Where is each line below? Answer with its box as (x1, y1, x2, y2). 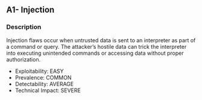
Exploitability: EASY (14, 67, 65, 75)
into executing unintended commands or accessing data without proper (6, 49, 184, 57)
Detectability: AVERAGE (14, 80, 74, 87)
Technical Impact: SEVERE (14, 87, 81, 94)
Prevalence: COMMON (14, 73, 72, 81)
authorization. (6, 55, 41, 63)
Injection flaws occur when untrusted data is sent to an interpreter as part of (6, 36, 196, 44)
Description (6, 23, 42, 31)
